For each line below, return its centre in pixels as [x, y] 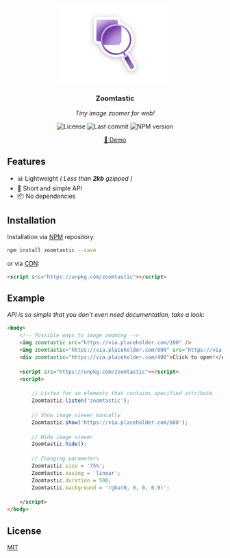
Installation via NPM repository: [51, 236]
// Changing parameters [65, 459]
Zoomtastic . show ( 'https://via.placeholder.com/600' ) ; [110, 422]
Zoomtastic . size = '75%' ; [69, 466]
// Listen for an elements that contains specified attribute [122, 394]
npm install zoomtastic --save [52, 250]
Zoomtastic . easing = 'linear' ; [76, 473]
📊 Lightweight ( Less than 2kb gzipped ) [75, 179]
